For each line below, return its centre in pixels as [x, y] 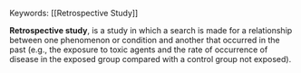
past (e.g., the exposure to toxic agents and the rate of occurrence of [139, 50]
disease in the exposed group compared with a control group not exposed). [150, 59]
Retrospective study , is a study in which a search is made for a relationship [151, 30]
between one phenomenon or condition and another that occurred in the [145, 40]
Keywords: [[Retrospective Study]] [74, 13]
